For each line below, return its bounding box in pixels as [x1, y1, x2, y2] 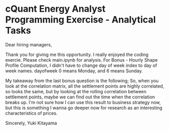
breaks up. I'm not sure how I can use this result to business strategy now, [5, 99, 161, 105]
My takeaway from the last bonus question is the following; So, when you [5, 77, 159, 84]
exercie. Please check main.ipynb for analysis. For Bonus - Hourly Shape [5, 57, 158, 63]
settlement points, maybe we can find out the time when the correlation [5, 94, 155, 100]
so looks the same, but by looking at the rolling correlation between [5, 88, 147, 94]
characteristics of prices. [5, 110, 58, 116]
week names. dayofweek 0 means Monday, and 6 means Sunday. [5, 67, 143, 74]
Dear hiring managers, [5, 41, 52, 47]
